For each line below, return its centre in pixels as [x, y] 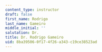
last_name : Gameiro [25, 24]
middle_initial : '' [25, 28]
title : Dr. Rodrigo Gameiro [34, 38]
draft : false [19, 14]
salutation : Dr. [22, 33]
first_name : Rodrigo [27, 19]
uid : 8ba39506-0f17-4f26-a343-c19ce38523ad [51, 42]
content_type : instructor [32, 10]
